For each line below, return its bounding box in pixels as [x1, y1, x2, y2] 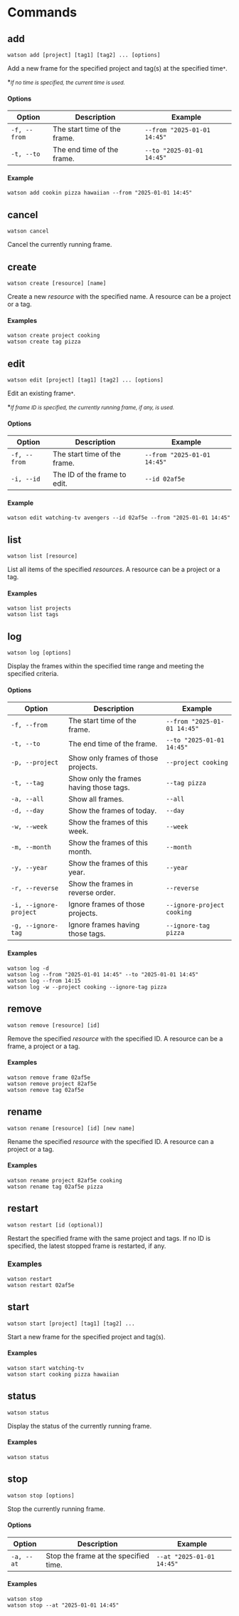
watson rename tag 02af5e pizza [7, 1183, 103, 1190]
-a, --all [11, 795, 44, 803]
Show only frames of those [68, 753, 159, 763]
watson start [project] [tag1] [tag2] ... [7, 1320, 135, 1327]
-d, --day [11, 807, 44, 815]
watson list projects [7, 605, 72, 612]
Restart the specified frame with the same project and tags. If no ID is [7, 1234, 211, 1242]
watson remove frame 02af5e [7, 1074, 91, 1081]
